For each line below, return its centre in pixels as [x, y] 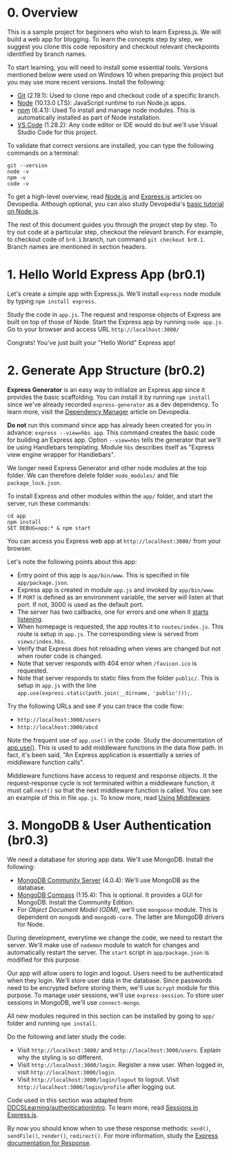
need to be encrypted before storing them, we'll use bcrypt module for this [113, 987]
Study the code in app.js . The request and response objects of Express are [114, 314]
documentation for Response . [49, 1143]
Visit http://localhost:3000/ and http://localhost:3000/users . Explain [119, 1050]
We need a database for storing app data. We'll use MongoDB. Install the [110, 859]
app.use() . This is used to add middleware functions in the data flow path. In [115, 747]
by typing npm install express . [52, 301]
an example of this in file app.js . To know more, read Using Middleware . [109, 797]
